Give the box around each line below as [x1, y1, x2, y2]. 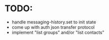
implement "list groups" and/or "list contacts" [11, 29, 105, 35]
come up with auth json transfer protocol [11, 24, 95, 30]
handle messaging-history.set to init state [11, 19, 97, 25]
